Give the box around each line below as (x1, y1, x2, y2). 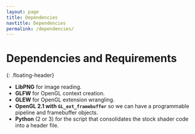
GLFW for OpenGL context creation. (14, 90, 105, 97)
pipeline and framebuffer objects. (14, 109, 98, 116)
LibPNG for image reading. (14, 83, 82, 91)
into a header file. (14, 122, 59, 129)
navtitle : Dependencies (6, 20, 66, 26)
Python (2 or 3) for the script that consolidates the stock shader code (14, 115, 189, 123)
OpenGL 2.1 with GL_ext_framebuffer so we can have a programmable (14, 103, 190, 110)
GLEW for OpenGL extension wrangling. (14, 96, 115, 103)
